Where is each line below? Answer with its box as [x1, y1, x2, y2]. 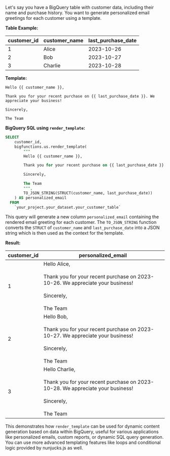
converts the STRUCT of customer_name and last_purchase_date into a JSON [5, 224, 160, 231]
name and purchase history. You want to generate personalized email [5, 10, 150, 16]
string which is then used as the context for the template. [5, 230, 124, 236]
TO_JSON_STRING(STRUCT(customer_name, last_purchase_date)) [23, 190, 153, 196]
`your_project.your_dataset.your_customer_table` [14, 205, 121, 210]
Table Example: [5, 25, 38, 31]
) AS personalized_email [14, 195, 67, 200]
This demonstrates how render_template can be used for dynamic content [5, 424, 160, 430]
